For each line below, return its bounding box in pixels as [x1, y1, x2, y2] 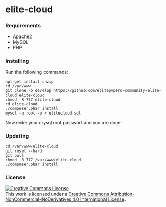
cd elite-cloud [5, 101, 38, 106]
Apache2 [12, 33, 32, 40]
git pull [5, 153, 24, 158]
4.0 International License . [72, 196, 126, 202]
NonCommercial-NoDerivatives [5, 196, 72, 202]
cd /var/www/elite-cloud [5, 144, 58, 149]
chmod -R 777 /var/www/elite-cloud [5, 158, 81, 163]
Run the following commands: [5, 69, 68, 75]
